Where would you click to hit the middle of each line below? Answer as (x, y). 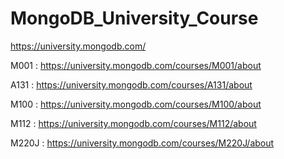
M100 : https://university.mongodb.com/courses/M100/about (136, 104)
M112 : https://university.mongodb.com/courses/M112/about (133, 123)
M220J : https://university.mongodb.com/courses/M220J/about (142, 143)
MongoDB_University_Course (134, 18)
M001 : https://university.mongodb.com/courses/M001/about (136, 65)
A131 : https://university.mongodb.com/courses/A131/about (131, 84)
